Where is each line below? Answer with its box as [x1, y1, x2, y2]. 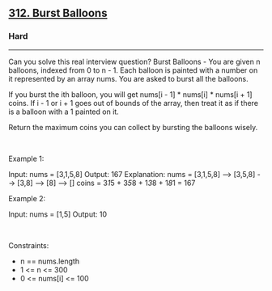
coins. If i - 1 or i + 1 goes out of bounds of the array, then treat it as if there [8, 98, 259, 108]
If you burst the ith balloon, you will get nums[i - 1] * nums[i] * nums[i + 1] [8, 89, 253, 99]
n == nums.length [19, 256, 79, 266]
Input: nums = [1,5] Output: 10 [8, 209, 108, 219]
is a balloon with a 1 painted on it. [8, 107, 119, 116]
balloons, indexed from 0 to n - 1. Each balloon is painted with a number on [8, 65, 258, 75]
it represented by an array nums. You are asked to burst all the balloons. [8, 74, 249, 83]
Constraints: [8, 240, 49, 250]
